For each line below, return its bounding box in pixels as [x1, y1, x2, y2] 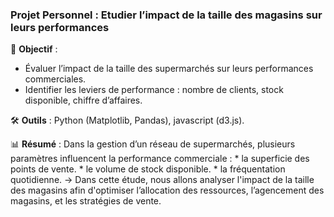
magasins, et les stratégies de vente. [10, 195, 162, 207]
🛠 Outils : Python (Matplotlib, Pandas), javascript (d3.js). [10, 114, 245, 127]
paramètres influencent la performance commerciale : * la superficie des [10, 153, 310, 165]
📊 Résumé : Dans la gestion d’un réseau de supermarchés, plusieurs [10, 138, 296, 150]
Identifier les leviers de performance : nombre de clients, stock [24, 84, 284, 96]
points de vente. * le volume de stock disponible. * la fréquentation [10, 163, 286, 175]
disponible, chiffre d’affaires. [24, 94, 143, 107]
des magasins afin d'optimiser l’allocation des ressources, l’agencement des [10, 184, 325, 197]
